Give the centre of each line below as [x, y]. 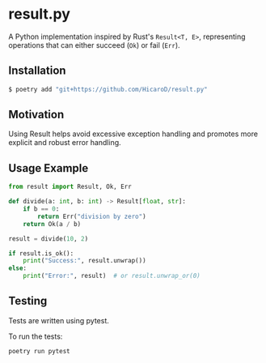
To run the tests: [36, 336]
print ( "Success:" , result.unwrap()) [85, 261]
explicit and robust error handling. [65, 143]
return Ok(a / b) [52, 224]
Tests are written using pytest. [59, 320]
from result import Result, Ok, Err [70, 187]
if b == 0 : [41, 209]
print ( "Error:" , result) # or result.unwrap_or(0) [112, 276]
